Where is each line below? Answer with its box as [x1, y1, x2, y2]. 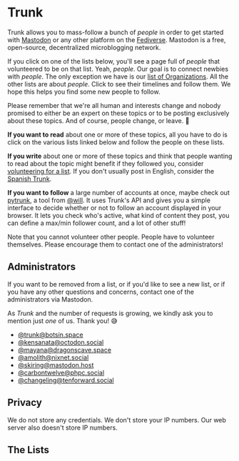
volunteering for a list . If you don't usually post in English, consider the [7, 167, 215, 175]
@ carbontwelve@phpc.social [17, 368, 105, 377]
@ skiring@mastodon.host [17, 360, 94, 369]
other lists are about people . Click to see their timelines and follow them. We [7, 79, 231, 88]
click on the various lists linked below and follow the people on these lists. [7, 137, 225, 147]
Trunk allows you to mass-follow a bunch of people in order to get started [7, 28, 224, 36]
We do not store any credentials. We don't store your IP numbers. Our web [7, 415, 227, 424]
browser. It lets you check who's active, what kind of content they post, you [7, 211, 230, 219]
